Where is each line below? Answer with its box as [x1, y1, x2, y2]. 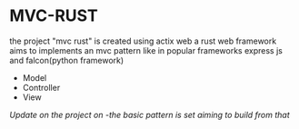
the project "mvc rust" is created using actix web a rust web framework [9, 35, 277, 46]
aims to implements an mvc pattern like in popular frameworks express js [9, 45, 284, 55]
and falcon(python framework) [9, 55, 125, 65]
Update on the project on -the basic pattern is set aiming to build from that [9, 109, 290, 120]
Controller [22, 82, 61, 93]
